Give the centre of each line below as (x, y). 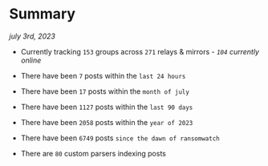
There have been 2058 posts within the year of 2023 (107, 122)
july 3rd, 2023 (32, 36)
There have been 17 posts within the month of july (105, 91)
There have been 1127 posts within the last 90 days (107, 107)
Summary (42, 14)
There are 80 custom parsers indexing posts (93, 153)
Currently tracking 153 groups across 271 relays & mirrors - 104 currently (140, 51)
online (31, 60)
